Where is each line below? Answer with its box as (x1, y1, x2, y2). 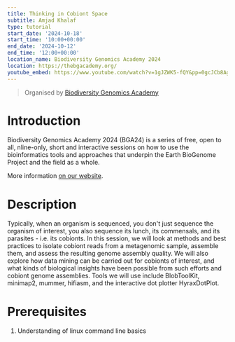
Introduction (7, 113, 81, 128)
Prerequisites (7, 303, 87, 320)
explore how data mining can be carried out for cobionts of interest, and (7, 256, 215, 265)
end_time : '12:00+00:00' (7, 50, 80, 57)
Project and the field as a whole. (7, 158, 100, 167)
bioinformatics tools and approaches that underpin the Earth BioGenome (7, 151, 217, 159)
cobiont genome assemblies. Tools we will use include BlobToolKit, (7, 271, 200, 280)
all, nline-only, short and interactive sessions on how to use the (7, 143, 190, 151)
